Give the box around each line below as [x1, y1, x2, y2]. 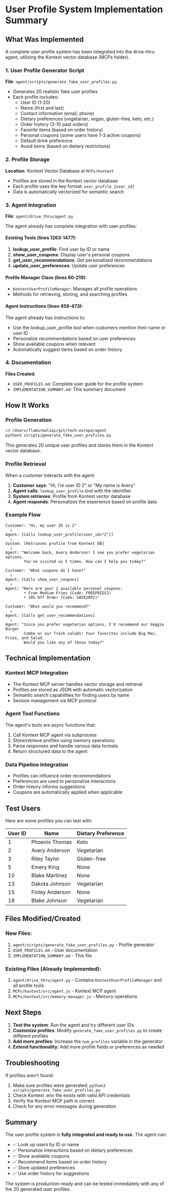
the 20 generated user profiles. [5, 1186, 71, 1192]
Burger [5, 626, 20, 632]
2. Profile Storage [5, 156, 50, 163]
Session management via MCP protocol [12, 697, 97, 704]
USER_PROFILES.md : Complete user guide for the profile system [12, 380, 143, 386]
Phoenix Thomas [31, 838, 72, 845]
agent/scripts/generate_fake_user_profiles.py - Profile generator [12, 942, 155, 948]
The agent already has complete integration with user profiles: [5, 223, 137, 229]
